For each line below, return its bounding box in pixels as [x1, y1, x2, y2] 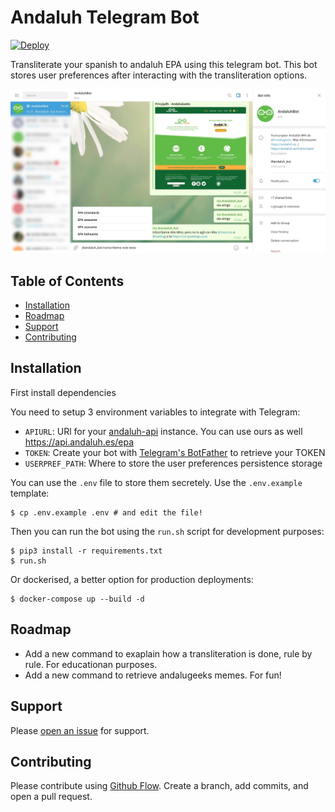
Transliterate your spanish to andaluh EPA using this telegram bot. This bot [10, 58, 318, 70]
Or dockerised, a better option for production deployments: [10, 573, 254, 585]
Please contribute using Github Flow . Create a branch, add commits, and [10, 780, 309, 792]
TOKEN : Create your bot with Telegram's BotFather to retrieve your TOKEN [24, 446, 326, 458]
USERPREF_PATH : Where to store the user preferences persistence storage [24, 457, 323, 469]
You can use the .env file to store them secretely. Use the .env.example [10, 476, 303, 488]
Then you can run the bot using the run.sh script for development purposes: [10, 525, 325, 537]
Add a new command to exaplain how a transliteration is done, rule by [24, 647, 313, 660]
